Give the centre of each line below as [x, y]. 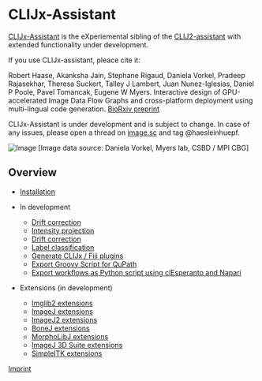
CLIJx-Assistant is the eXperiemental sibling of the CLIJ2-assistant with [125, 36]
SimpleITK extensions [67, 353]
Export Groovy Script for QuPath [84, 264]
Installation [37, 192]
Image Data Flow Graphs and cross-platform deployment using [151, 100]
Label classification [63, 247]
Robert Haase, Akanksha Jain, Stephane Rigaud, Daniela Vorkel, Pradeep [127, 75]
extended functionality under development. [78, 44]
